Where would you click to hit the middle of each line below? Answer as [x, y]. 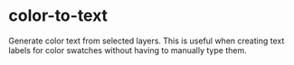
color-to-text [58, 16]
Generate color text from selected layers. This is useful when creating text [147, 41]
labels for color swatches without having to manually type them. [128, 50]
